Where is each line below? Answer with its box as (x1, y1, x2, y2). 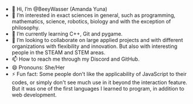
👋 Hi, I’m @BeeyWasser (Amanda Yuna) (11, 6, 107, 12)
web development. (11, 91, 57, 98)
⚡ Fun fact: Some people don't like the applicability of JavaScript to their (11, 71, 187, 77)
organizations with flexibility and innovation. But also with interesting (11, 43, 178, 50)
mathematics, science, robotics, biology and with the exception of (11, 18, 171, 25)
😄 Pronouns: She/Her (11, 64, 65, 71)
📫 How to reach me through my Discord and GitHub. (11, 56, 140, 63)
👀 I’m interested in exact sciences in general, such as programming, (11, 12, 176, 19)
